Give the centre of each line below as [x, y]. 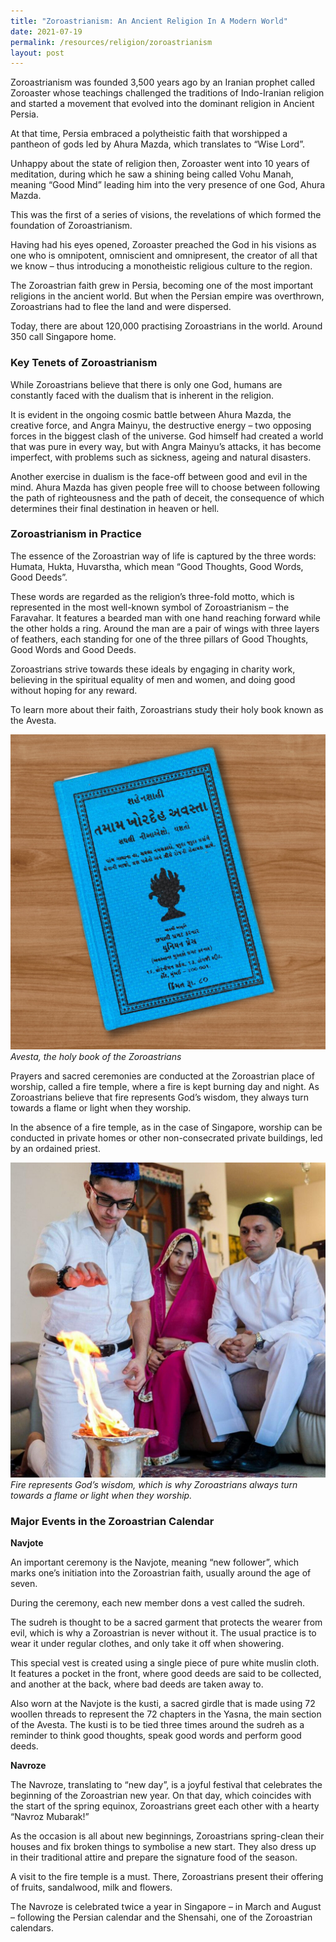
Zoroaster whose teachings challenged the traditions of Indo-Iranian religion [167, 93]
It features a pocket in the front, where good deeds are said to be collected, [166, 1674]
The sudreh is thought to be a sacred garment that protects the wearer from [166, 1622]
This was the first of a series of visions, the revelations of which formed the [166, 215]
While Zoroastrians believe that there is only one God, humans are [146, 384]
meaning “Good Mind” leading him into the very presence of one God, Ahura [168, 185]
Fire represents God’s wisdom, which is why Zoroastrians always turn [154, 1484]
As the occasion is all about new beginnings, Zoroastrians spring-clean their [167, 1836]
